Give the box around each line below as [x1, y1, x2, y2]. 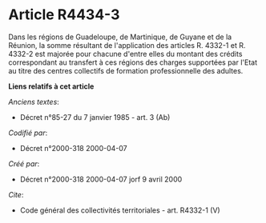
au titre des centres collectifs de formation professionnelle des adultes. [8, 66, 244, 75]
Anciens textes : [8, 97, 60, 106]
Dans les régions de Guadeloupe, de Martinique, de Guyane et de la [8, 32, 232, 42]
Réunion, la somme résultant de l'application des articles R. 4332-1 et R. [8, 40, 246, 50]
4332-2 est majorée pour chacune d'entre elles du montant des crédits [8, 49, 243, 58]
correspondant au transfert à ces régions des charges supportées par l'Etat [8, 58, 258, 67]
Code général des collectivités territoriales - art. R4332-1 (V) [19, 205, 220, 215]
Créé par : [8, 158, 40, 169]
